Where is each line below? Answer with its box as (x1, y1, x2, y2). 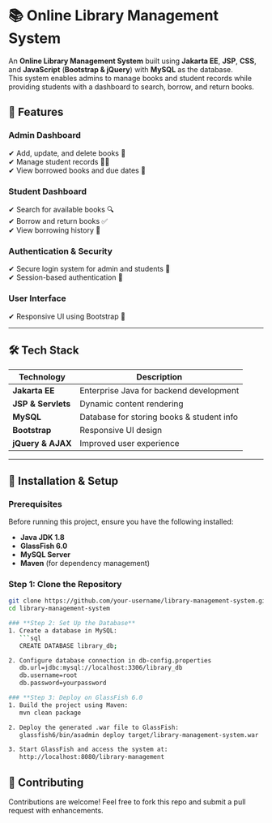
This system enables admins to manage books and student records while (8, 73, 253, 83)
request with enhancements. (8, 806, 104, 815)
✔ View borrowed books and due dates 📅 (8, 165, 147, 175)
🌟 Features (8, 105, 64, 119)
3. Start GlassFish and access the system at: (8, 745, 168, 754)
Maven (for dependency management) (19, 559, 151, 568)
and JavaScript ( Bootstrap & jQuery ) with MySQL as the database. (8, 64, 233, 74)
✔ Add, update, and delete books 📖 (8, 148, 126, 158)
